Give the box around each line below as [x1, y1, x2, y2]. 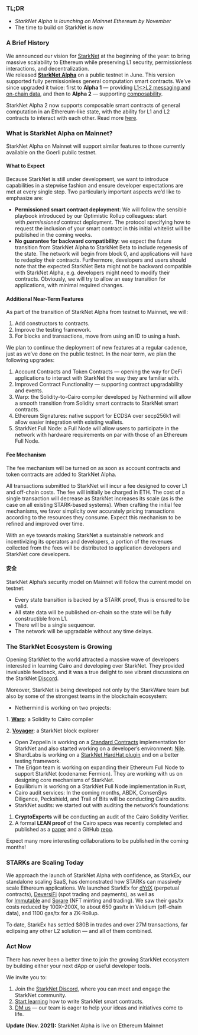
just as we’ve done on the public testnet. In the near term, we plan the [6, 350, 176, 357]
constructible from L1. [14, 615, 68, 622]
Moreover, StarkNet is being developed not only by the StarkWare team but [6, 687, 189, 693]
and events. [14, 387, 44, 394]
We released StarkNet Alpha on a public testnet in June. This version [6, 71, 176, 78]
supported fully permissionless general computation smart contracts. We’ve [6, 77, 191, 84]
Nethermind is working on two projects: [14, 704, 111, 711]
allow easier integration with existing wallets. [14, 418, 124, 426]
